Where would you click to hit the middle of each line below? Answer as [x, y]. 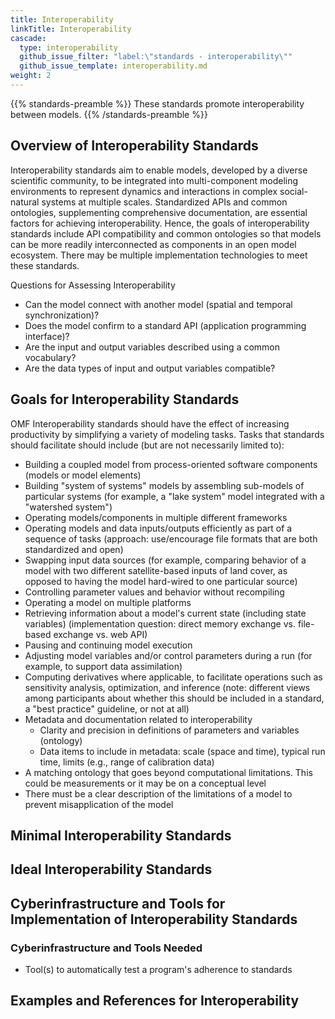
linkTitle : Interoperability [71, 29]
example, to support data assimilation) [103, 666]
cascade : [28, 38]
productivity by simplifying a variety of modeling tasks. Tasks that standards [167, 434]
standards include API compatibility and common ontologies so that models [166, 233]
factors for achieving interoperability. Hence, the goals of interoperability [160, 223]
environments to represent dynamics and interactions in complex [144, 191]
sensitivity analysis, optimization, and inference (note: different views [167, 687]
